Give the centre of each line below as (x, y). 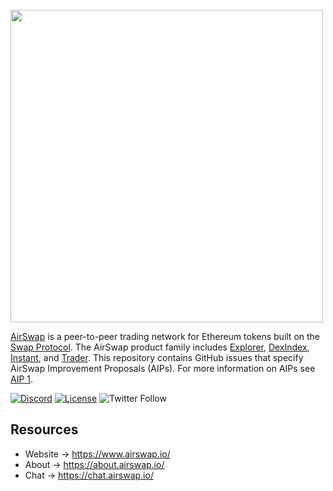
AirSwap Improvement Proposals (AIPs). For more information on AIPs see (163, 368)
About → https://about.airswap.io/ (94, 464)
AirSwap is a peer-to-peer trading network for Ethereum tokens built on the (165, 336)
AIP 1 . (22, 379)
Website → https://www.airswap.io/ (97, 454)
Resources (44, 429)
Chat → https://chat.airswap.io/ (89, 475)
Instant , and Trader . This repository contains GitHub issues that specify (157, 357)
